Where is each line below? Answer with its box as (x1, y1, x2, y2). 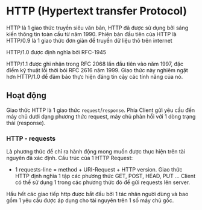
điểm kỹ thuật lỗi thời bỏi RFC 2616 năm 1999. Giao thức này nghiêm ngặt (6, 66, 188, 73)
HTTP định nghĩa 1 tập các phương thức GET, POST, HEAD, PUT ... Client (14, 173, 196, 180)
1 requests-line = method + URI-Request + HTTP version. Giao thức (14, 166, 183, 173)
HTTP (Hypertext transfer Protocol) (6, 4, 187, 18)
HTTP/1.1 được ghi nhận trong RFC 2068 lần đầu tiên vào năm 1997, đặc (6, 60, 184, 67)
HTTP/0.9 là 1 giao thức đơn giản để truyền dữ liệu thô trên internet (6, 37, 173, 44)
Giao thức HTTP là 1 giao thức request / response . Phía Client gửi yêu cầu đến (6, 107, 195, 114)
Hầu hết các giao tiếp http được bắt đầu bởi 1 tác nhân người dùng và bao (6, 191, 189, 198)
